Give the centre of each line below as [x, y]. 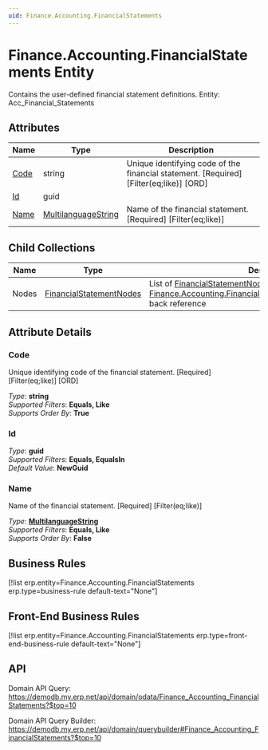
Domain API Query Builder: [52, 720]
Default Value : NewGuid [48, 468]
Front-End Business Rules [74, 616]
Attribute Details [50, 332]
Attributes [34, 127]
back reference [177, 304]
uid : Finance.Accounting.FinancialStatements [85, 16]
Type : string [29, 396]
